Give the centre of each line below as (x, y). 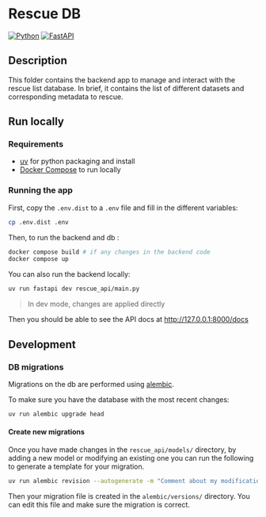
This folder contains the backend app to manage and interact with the (122, 79)
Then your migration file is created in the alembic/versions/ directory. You (129, 496)
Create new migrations (47, 432)
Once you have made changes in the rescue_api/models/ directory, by (122, 450)
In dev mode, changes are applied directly (96, 304)
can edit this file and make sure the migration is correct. (99, 504)
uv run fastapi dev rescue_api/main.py (74, 289)
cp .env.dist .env (38, 222)
